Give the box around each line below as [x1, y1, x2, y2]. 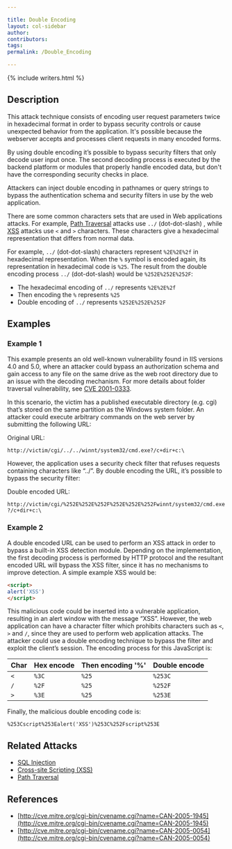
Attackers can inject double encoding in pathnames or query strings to [7, 184, 210, 192]
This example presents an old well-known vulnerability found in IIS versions [7, 355, 224, 363]
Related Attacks [7, 740, 78, 752]
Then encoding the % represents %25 [17, 290, 120, 299]
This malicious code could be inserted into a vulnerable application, [7, 607, 201, 615]
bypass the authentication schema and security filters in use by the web [7, 191, 213, 199]
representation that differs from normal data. [7, 234, 135, 242]
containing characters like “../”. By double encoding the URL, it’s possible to [7, 467, 222, 475]
